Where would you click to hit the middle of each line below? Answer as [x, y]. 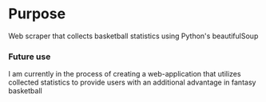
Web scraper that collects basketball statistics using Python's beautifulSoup [133, 36]
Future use [30, 57]
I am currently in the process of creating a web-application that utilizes [125, 74]
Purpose [37, 14]
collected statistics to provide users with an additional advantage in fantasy [132, 82]
